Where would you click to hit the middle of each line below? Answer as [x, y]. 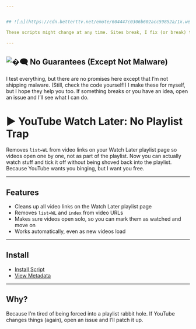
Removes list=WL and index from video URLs [69, 213]
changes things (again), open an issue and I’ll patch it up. [75, 320]
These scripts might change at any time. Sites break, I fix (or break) [96, 32]
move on [25, 225]
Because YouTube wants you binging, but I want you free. [75, 169]
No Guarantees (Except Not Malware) [99, 62]
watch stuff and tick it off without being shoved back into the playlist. [89, 162]
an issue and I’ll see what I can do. [48, 98]
